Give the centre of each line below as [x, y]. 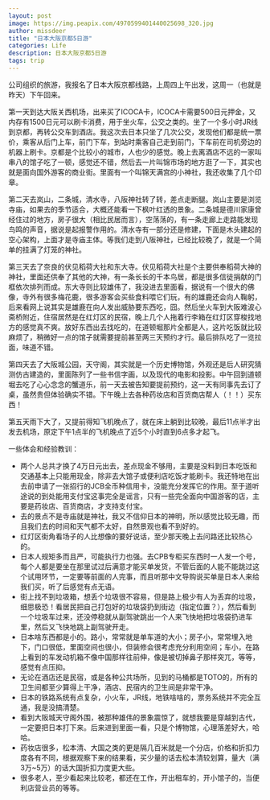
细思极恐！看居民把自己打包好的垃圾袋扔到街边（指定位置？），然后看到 [138, 606]
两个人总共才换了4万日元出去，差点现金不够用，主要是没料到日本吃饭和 [138, 466]
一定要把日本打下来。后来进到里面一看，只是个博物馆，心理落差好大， [136, 727]
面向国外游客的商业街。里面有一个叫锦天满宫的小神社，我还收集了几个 [138, 172]
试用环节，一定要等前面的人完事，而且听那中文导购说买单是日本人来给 [143, 576]
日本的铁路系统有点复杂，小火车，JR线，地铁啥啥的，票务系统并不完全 [137, 697]
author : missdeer [37, 31]
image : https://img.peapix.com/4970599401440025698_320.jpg [111, 23]
